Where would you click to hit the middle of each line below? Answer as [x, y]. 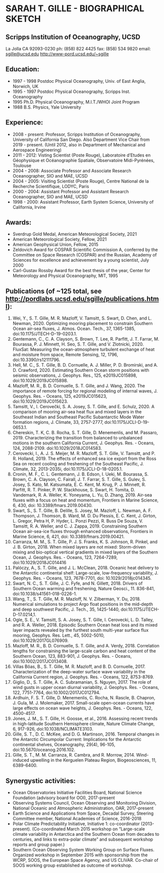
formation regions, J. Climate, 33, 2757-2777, [58, 422]
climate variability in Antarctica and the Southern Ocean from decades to [86, 834]
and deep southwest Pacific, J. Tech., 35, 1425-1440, [66, 609]
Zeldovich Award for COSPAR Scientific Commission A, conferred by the [85, 250]
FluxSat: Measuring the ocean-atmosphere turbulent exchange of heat [84, 349]
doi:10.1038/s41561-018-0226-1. [45, 594]
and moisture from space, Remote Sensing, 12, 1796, [65, 355]
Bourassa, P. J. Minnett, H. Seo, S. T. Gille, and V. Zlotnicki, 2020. [78, 344]
